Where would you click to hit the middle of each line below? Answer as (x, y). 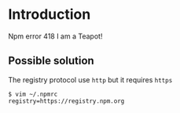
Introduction (50, 15)
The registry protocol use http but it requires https (90, 79)
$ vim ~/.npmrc (33, 94)
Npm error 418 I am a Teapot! (55, 36)
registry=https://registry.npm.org (66, 101)
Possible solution (51, 61)
